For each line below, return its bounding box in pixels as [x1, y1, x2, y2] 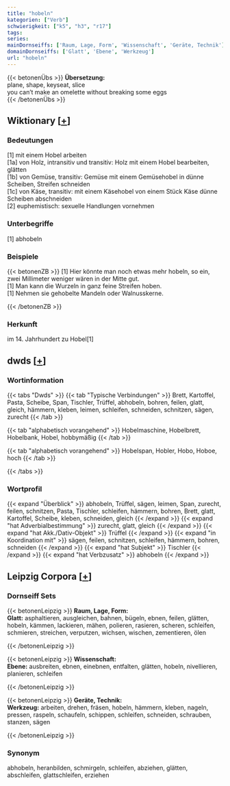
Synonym [7, 748, 40, 757]
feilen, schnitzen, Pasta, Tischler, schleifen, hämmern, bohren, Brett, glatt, [7, 507, 216, 516]
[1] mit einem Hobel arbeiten [7, 151, 87, 160]
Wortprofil [7, 484, 42, 494]
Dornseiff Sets [7, 591, 56, 600]
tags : [7, 29, 23, 36]
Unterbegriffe [7, 219, 53, 229]
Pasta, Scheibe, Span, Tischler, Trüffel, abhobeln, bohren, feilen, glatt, [7, 398, 205, 407]
